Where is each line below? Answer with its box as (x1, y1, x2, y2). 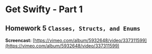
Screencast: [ (5, 37, 35, 43)
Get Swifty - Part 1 (5, 4, 83, 15)
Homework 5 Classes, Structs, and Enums (5, 24, 141, 33)
